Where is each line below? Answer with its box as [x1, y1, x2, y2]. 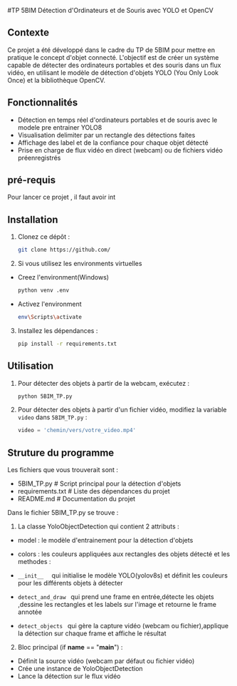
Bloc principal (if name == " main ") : [17, 643, 123, 652]
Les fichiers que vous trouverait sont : [7, 466, 119, 474]
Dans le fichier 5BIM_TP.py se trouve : [7, 508, 119, 517]
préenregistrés [17, 153, 61, 162]
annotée [17, 608, 43, 616]
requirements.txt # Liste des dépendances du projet [17, 487, 170, 496]
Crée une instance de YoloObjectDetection [17, 665, 144, 673]
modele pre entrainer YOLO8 [17, 123, 102, 131]
